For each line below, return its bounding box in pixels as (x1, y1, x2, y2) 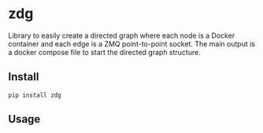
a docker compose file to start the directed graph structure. (8, 47, 201, 57)
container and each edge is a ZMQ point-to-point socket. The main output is (8, 39, 256, 48)
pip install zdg (8, 91, 61, 99)
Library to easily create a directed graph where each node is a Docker (8, 31, 235, 40)
